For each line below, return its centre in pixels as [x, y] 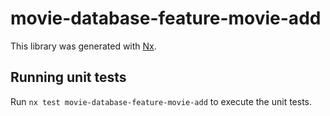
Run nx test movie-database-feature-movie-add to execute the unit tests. [161, 101]
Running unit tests [68, 77]
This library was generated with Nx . [83, 46]
